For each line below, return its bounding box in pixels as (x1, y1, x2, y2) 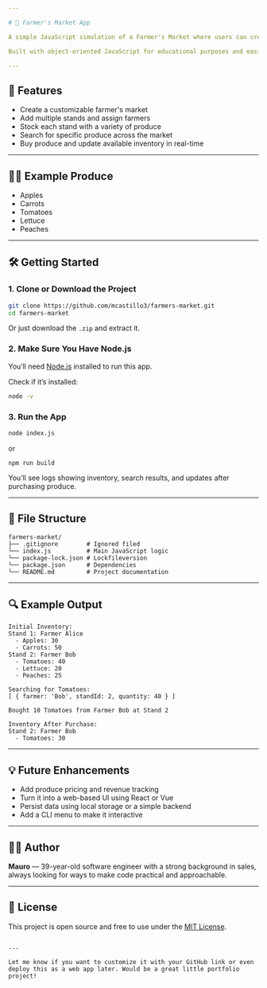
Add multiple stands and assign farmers (19, 113, 151, 123)
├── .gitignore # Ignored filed (8, 540, 141, 548)
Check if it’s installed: (8, 377, 78, 386)
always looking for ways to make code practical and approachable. (8, 870, 228, 880)
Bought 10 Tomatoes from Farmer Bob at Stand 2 (8, 706, 169, 715)
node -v (8, 392, 34, 400)
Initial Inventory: (8, 623, 73, 631)
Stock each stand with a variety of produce (19, 122, 161, 131)
